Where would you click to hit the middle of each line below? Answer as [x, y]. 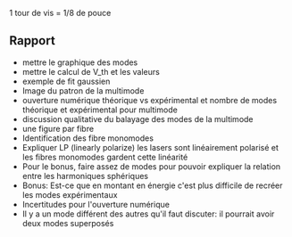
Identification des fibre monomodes [88, 138]
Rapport [32, 41]
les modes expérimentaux [70, 194]
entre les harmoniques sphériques [85, 176]
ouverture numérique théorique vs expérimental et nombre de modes [150, 100]
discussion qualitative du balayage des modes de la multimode [138, 118]
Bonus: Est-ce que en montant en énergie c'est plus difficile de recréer [152, 185]
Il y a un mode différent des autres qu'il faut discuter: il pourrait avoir [148, 214]
